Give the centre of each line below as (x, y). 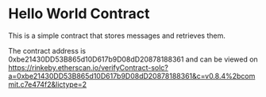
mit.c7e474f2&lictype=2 (48, 84)
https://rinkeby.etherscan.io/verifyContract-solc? (88, 67)
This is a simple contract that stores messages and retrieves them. (117, 35)
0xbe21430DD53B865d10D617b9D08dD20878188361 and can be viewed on (133, 59)
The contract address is (47, 50)
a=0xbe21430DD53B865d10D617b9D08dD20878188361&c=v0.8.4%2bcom (132, 76)
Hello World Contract (79, 14)
